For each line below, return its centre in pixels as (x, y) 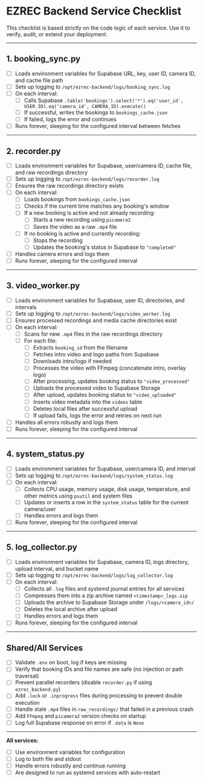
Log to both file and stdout (48, 758)
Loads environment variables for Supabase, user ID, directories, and (100, 300)
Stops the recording (58, 240)
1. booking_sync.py (43, 59)
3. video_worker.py (43, 286)
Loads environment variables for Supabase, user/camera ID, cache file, (103, 165)
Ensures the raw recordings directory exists (69, 186)
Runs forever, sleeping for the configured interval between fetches (98, 126)
